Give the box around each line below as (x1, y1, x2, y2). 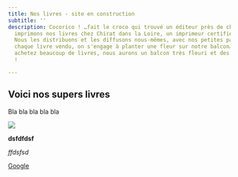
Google (8, 161, 30, 170)
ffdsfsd (8, 147, 29, 156)
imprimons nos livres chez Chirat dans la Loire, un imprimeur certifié (14, 30, 233, 37)
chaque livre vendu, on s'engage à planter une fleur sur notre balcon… (14, 43, 233, 50)
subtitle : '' (8, 17, 47, 24)
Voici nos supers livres (8, 89, 110, 101)
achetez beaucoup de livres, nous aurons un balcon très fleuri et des (14, 50, 230, 57)
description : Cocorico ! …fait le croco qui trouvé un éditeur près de (8, 23, 223, 30)
